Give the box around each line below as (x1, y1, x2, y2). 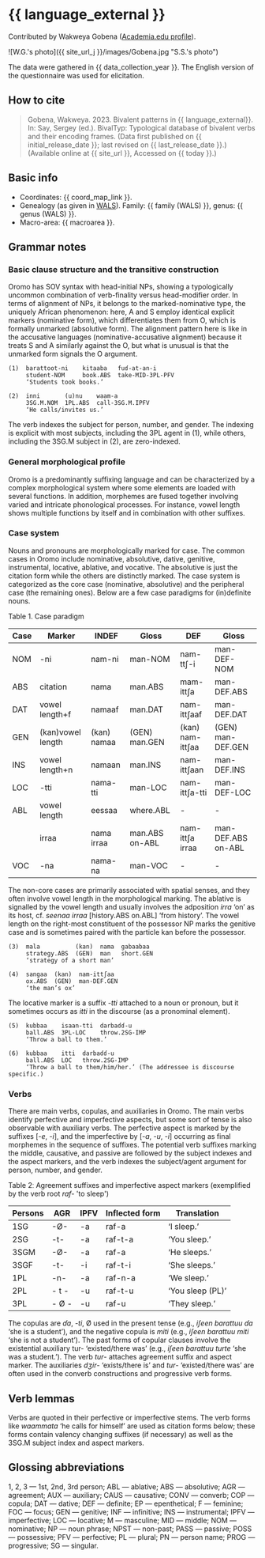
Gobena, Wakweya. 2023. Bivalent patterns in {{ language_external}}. (27, 115, 254, 124)
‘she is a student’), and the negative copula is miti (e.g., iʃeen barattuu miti (8, 1327, 249, 1337)
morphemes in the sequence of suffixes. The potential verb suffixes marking (8, 1140, 257, 1150)
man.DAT (129, 704, 164, 715)
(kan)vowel (39, 726, 81, 737)
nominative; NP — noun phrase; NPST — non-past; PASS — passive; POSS (8, 1524, 252, 1533)
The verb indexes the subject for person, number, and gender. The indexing (8, 420, 254, 429)
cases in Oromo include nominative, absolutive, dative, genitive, (8, 554, 215, 563)
